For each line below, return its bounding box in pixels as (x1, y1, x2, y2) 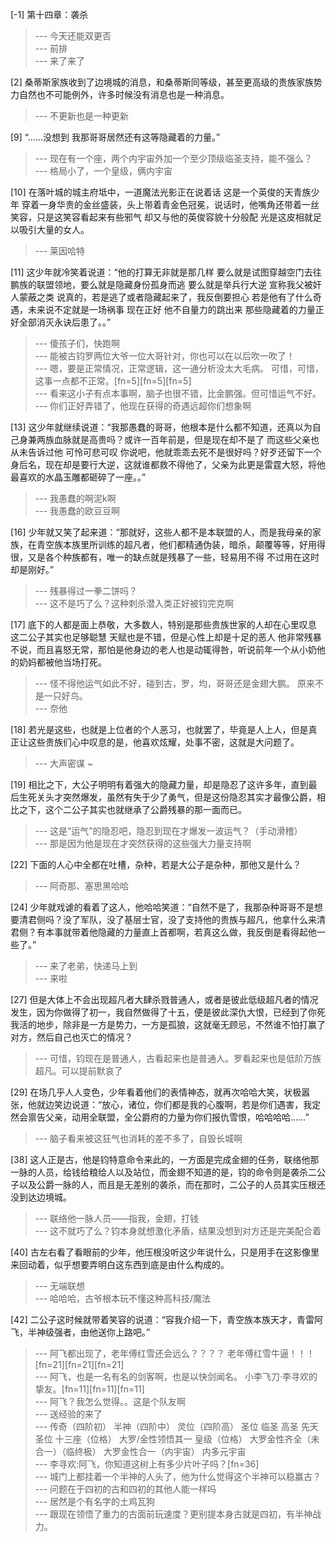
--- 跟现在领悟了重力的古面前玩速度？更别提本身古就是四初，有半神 (34, 1508, 313, 1520)
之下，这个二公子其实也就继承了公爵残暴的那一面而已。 (18, 804, 247, 815)
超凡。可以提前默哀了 (34, 1065, 123, 1077)
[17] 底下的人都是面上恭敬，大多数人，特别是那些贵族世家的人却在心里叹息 (10, 619, 317, 630)
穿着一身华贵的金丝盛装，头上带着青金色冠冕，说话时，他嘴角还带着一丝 (21, 199, 320, 210)
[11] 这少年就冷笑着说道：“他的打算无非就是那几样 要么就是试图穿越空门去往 (10, 266, 322, 278)
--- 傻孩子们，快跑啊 (34, 338, 121, 349)
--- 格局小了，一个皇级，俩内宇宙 (34, 165, 173, 177)
